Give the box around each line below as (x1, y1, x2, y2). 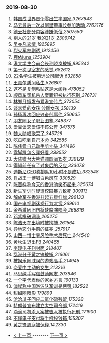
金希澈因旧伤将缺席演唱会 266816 (13, 207, 84, 213)
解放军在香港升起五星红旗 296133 (13, 194, 84, 200)
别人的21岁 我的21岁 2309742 (13, 35, 75, 41)
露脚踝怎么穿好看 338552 (13, 149, 67, 156)
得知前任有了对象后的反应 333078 (13, 162, 85, 169)
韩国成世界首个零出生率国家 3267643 (13, 16, 92, 22)
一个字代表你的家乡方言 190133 (13, 277, 78, 283)
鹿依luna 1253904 (13, 54, 51, 60)
